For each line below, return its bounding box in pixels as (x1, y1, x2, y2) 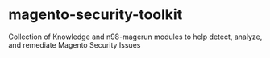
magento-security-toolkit (8, 6, 183, 24)
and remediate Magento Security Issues (8, 40, 141, 49)
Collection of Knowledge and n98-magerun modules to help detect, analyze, (8, 32, 263, 41)
